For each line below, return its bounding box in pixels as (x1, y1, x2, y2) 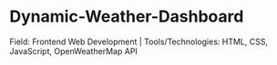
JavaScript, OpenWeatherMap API (9, 45, 138, 56)
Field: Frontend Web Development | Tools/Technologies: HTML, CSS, (9, 36, 269, 47)
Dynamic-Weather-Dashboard (9, 6, 244, 27)
